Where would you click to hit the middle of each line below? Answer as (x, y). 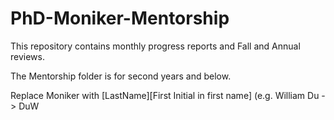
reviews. (27, 56)
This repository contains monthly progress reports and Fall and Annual (155, 46)
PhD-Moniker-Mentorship (120, 18)
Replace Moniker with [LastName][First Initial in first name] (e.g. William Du (165, 95)
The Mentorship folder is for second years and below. (121, 76)
